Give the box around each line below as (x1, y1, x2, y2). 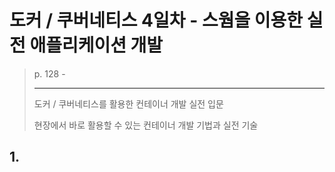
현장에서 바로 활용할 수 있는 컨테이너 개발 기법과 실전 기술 (33, 119, 259, 131)
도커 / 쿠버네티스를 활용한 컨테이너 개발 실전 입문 (33, 97, 224, 110)
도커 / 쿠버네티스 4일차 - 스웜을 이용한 (9, 9, 304, 32)
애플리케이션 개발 (29, 34, 164, 57)
